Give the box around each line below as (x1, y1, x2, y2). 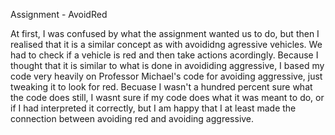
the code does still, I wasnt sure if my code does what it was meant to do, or (10, 92, 325, 103)
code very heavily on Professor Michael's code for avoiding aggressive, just (10, 70, 323, 82)
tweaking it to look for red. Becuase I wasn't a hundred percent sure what (10, 81, 313, 93)
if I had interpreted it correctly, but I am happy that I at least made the (10, 102, 297, 114)
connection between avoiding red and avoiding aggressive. (10, 113, 255, 124)
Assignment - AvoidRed (10, 9, 108, 20)
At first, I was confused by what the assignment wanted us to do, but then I (10, 28, 320, 39)
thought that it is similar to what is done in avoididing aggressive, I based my (10, 60, 325, 71)
